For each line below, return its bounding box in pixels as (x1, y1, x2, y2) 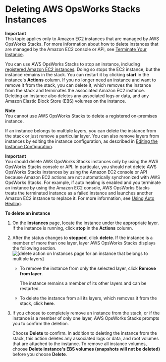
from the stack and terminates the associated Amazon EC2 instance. (5, 87, 145, 93)
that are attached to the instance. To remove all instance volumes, (12, 341, 147, 347)
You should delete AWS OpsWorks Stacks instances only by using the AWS (5, 158, 159, 164)
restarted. (19, 285, 40, 291)
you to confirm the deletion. (12, 320, 69, 326)
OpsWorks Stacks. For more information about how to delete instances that (5, 41, 159, 47)
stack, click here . (19, 300, 55, 306)
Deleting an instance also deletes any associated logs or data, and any (5, 93, 149, 99)
